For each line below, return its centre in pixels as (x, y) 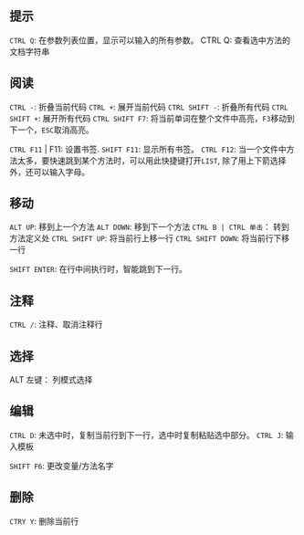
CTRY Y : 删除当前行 (44, 521)
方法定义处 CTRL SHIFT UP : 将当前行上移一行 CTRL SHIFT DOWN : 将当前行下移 (150, 238)
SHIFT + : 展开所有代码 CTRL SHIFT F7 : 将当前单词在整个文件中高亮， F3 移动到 (152, 118)
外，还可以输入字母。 (49, 172)
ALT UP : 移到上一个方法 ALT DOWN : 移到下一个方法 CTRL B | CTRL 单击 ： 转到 (150, 227)
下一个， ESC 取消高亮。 (52, 130)
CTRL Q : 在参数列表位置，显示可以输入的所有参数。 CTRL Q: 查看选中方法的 (150, 40)
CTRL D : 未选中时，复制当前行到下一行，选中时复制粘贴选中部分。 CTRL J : (147, 435)
